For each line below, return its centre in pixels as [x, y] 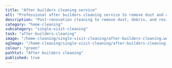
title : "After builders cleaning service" [51, 10]
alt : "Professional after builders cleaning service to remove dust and [84, 15]
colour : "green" [23, 48]
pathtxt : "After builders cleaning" [44, 53]
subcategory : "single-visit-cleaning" [47, 29]
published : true [23, 58]
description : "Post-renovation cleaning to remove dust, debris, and [81, 19]
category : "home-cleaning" [34, 24]
